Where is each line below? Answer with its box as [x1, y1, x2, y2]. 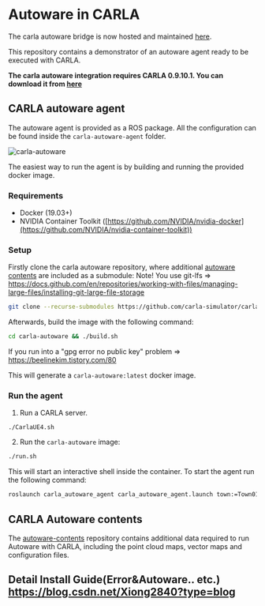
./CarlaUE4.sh [8, 423, 55, 431]
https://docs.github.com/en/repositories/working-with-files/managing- [8, 279, 238, 289]
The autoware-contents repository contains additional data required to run [8, 533, 250, 543]
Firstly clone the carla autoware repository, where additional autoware [8, 262, 236, 272]
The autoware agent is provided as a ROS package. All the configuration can [8, 122, 256, 132]
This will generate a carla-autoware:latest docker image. [8, 371, 196, 380]
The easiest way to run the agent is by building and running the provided [8, 162, 244, 171]
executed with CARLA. [8, 55, 81, 65]
